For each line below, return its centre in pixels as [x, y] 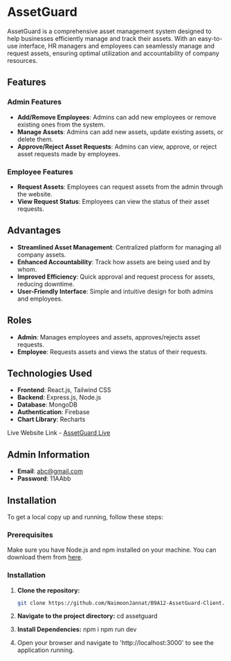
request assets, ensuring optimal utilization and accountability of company [113, 53]
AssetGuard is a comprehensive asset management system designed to [110, 31]
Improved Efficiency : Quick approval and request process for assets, [116, 277]
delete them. [35, 139]
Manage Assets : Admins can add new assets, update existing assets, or [120, 131]
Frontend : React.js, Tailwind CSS [64, 390]
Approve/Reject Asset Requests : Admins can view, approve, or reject [117, 147]
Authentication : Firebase [53, 412]
